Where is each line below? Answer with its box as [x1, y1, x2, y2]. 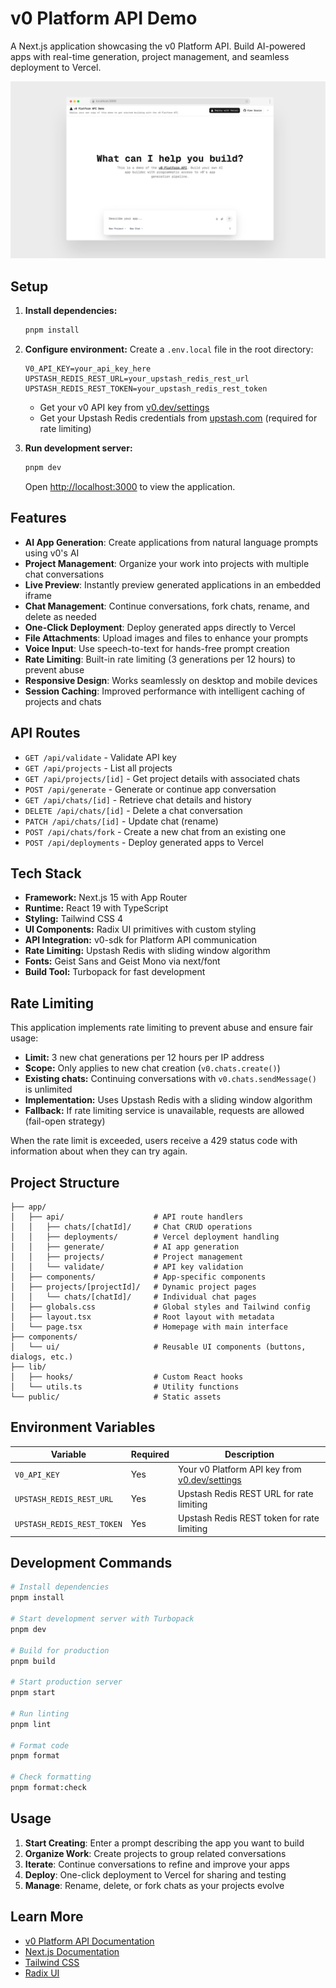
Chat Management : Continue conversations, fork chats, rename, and [24, 600, 310, 612]
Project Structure [10, 1174, 120, 1191]
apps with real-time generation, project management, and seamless [10, 50, 290, 62]
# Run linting [10, 1708, 70, 1719]
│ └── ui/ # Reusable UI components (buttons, [10, 1342, 307, 1352]
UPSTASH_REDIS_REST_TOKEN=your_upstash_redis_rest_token [24, 384, 268, 394]
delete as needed [24, 610, 97, 622]
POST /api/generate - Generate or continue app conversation [24, 783, 277, 795]
